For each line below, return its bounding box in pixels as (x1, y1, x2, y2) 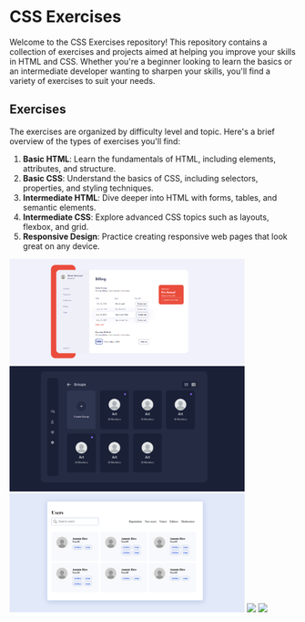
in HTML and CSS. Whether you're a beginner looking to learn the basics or (9, 56, 293, 67)
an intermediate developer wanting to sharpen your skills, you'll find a (9, 66, 271, 77)
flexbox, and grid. (22, 221, 89, 232)
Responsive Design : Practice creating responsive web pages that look (22, 231, 289, 242)
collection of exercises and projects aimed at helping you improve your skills (9, 46, 296, 57)
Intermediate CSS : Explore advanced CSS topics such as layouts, (22, 212, 269, 223)
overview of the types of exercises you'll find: (9, 135, 180, 147)
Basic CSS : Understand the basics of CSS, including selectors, (22, 172, 259, 183)
